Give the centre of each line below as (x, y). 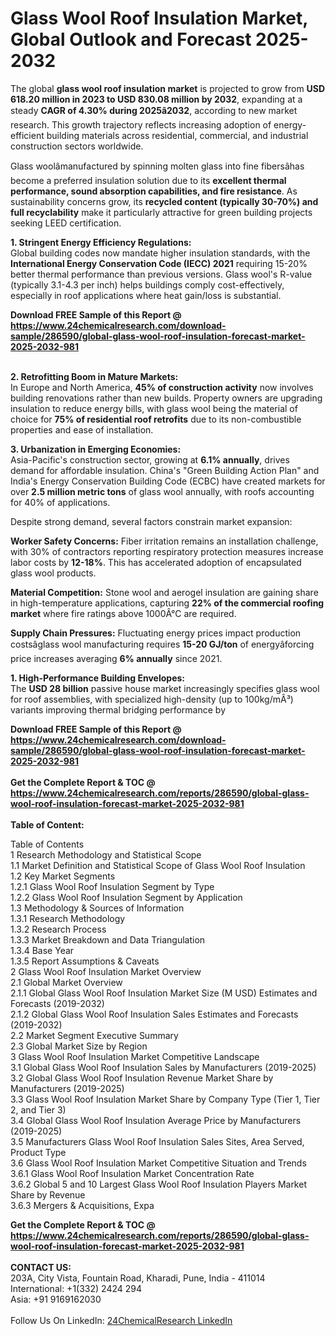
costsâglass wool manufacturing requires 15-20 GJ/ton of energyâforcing (162, 644)
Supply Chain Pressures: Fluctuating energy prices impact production (156, 633)
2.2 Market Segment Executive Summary (94, 1035)
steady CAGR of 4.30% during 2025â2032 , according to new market (154, 110)
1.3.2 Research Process (58, 929)
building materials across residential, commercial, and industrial (177, 135)
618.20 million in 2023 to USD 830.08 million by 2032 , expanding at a (156, 99)
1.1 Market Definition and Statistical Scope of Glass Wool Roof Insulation (158, 865)
